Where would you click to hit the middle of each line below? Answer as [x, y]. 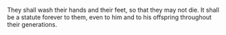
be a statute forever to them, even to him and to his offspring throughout [109, 17]
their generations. [32, 24]
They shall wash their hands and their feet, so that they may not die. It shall [113, 10]
